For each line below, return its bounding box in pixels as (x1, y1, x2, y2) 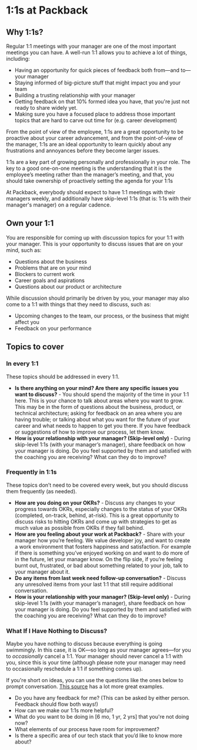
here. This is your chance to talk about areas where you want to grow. (14, 397, 184, 404)
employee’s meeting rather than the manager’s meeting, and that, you (6, 171, 175, 178)
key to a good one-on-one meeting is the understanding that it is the (6, 165, 172, 172)
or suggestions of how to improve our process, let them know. (14, 428, 165, 435)
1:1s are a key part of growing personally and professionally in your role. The (6, 159, 191, 165)
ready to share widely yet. (14, 104, 78, 111)
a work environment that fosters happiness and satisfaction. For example (14, 543, 192, 550)
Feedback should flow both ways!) (14, 700, 99, 708)
